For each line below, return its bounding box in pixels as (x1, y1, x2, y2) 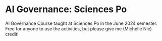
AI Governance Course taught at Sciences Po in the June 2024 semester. (5, 20, 157, 26)
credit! (5, 31, 19, 37)
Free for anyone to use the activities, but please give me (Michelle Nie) (5, 25, 152, 31)
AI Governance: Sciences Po (5, 4, 127, 15)
